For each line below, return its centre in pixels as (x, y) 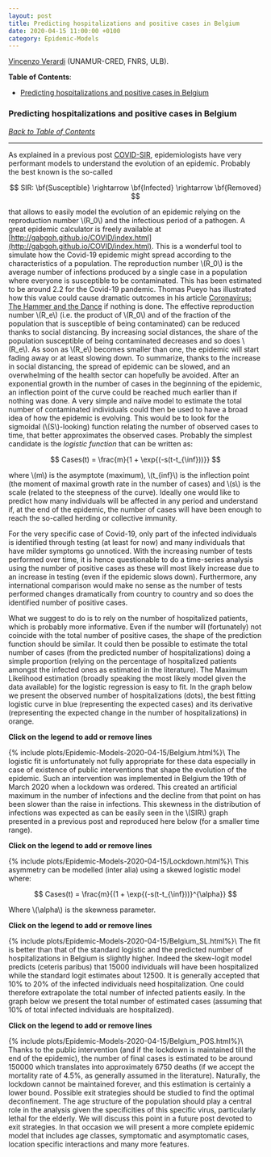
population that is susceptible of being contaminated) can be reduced (124, 323)
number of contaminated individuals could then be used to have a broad (128, 409)
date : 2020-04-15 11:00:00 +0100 (65, 31)
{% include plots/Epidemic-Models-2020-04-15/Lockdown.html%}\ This (129, 861)
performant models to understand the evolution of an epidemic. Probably (129, 163)
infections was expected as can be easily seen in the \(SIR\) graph (118, 813)
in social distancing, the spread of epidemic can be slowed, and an (119, 366)
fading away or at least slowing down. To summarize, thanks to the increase (134, 357)
